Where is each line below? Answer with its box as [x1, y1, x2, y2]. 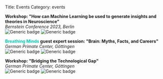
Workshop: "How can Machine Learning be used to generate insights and [5, 14, 157, 19]
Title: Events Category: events [5, 4, 66, 10]
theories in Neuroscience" [5, 19, 60, 24]
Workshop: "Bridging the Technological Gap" [5, 58, 99, 63]
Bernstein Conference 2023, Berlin [5, 24, 74, 30]
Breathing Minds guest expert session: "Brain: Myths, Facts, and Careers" [5, 38, 159, 44]
